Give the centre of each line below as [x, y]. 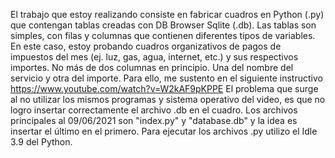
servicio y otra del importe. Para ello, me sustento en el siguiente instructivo [166, 78]
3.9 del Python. [41, 142]
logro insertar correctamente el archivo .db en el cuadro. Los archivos [154, 110]
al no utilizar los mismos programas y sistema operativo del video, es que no [168, 99]
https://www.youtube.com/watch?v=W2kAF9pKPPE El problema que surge [164, 88]
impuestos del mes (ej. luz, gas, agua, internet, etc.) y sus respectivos [154, 57]
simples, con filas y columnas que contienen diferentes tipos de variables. [163, 35]
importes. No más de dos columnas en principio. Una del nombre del [152, 67]
